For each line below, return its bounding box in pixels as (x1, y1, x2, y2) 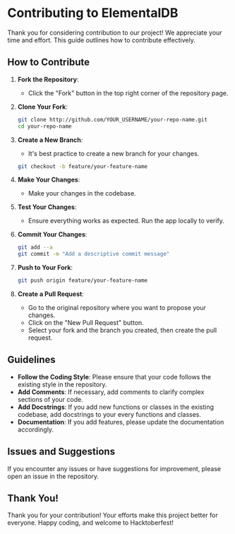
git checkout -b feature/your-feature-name (17, 162, 148, 170)
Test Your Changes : (17, 203, 77, 211)
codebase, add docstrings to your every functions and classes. (17, 410, 202, 418)
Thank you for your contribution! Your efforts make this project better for (7, 511, 218, 520)
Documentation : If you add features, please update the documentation (17, 417, 224, 426)
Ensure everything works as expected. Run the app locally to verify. (28, 217, 224, 225)
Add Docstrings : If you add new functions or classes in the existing (17, 403, 214, 411)
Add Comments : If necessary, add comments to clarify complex (17, 387, 205, 396)
